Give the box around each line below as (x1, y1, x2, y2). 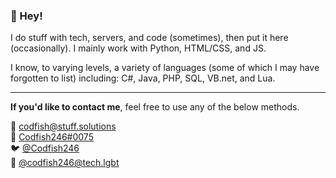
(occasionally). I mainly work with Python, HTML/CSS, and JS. (10, 42, 267, 54)
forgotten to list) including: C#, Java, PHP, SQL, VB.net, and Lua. (10, 72, 276, 84)
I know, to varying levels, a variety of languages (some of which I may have (10, 62, 320, 74)
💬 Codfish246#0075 (10, 131, 94, 143)
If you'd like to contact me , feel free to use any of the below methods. (10, 101, 300, 113)
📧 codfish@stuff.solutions (10, 120, 117, 133)
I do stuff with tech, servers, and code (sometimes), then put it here (10, 32, 289, 44)
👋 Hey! (10, 9, 43, 23)
